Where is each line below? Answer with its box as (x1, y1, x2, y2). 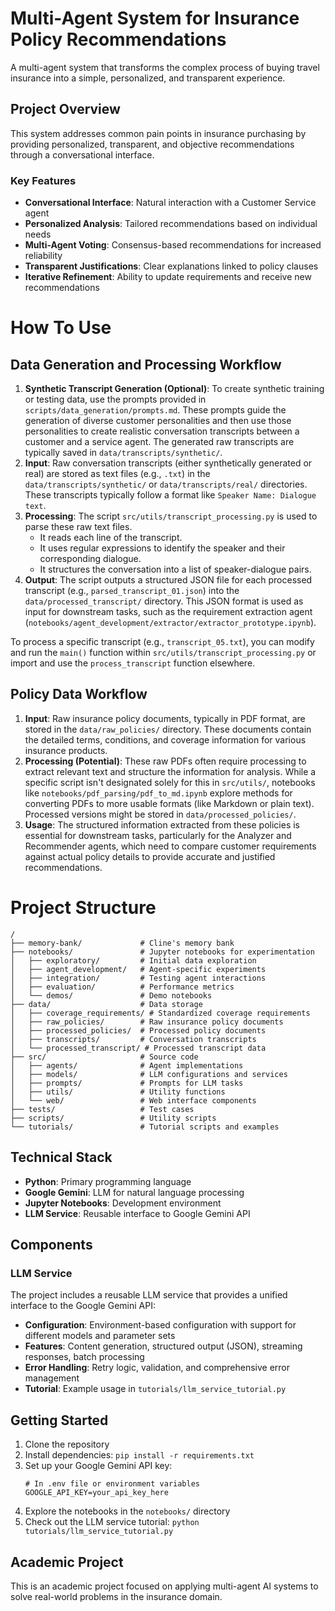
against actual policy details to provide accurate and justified (24, 850, 276, 862)
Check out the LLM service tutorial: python (24, 1516, 200, 1528)
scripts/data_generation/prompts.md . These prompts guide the (24, 404, 287, 416)
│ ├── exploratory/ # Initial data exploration (10, 955, 257, 966)
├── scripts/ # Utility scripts (10, 1113, 217, 1123)
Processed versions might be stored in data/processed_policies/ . (24, 808, 297, 820)
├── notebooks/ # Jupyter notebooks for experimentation (10, 947, 315, 957)
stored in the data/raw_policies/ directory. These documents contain (24, 723, 312, 735)
